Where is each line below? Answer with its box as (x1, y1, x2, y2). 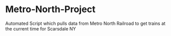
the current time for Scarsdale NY (5, 25, 77, 31)
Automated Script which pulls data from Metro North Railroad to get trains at (5, 20, 166, 26)
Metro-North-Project (5, 4, 96, 15)
